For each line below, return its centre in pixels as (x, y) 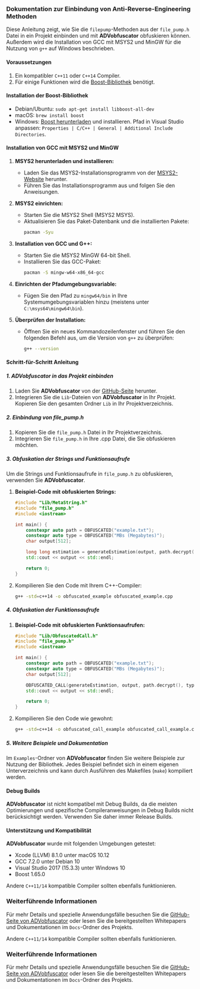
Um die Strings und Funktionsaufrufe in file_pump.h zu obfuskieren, (90, 474)
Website (34, 179)
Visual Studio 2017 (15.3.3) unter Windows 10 (70, 868)
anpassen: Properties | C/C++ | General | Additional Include (94, 128)
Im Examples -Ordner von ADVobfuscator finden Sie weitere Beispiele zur (96, 758)
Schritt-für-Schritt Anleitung (42, 362)
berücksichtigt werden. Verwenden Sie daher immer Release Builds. (90, 817)
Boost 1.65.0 (30, 874)
